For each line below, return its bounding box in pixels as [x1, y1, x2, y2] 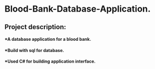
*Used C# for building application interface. [4, 58, 96, 64]
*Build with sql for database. [4, 47, 64, 53]
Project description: [4, 23, 66, 31]
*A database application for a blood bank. [4, 36, 91, 42]
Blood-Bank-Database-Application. [4, 3, 151, 15]
